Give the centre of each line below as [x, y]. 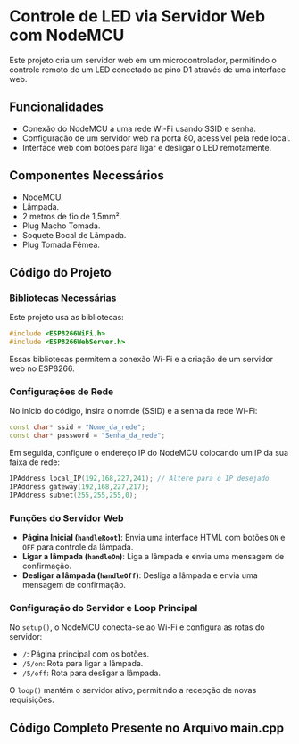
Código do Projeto [60, 273]
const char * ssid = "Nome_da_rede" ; [77, 427]
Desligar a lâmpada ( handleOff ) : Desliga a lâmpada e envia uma [140, 575]
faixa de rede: [35, 462]
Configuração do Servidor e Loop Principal [104, 608]
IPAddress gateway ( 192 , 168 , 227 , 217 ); [79, 487]
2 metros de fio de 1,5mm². [72, 216]
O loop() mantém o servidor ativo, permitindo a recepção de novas [133, 690]
